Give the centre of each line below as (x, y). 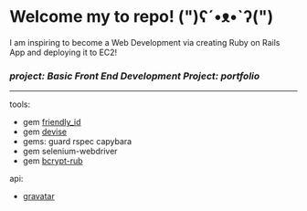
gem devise (45, 132)
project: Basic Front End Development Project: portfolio (135, 76)
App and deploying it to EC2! (64, 52)
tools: (20, 104)
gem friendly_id (52, 122)
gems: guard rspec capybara (77, 142)
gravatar (38, 196)
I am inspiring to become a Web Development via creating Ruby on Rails (145, 42)
